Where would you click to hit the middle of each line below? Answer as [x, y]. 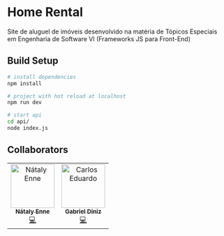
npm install [24, 83]
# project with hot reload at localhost [67, 96]
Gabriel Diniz [83, 211]
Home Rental [45, 12]
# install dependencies [42, 77]
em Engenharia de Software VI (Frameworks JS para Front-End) [99, 38]
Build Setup [33, 61]
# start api [24, 115]
